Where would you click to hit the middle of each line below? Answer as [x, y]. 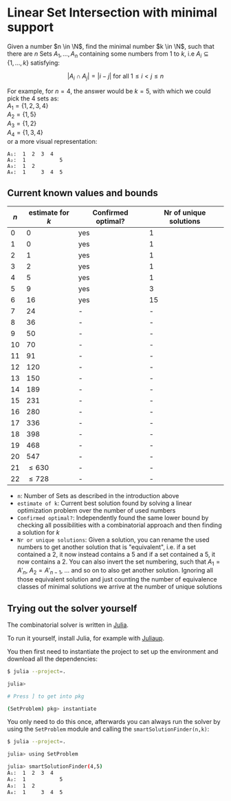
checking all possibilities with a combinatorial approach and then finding [119, 525]
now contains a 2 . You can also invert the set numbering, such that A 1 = [119, 562]
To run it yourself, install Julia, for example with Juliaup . [86, 638]
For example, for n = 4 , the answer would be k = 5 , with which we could [109, 91]
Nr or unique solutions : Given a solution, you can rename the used [113, 540]
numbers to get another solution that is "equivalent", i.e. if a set [106, 547]
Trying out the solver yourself [72, 608]
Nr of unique [185, 213]
